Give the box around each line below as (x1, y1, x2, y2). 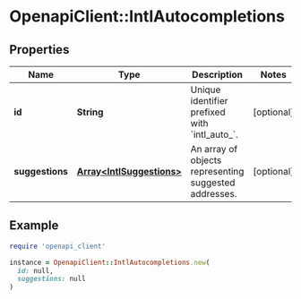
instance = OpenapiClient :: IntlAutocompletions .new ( (9, 258, 211, 267)
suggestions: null (17, 275, 87, 284)
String (76, 106, 104, 118)
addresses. (190, 188, 237, 200)
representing (190, 166, 245, 177)
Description (192, 69, 244, 81)
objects (190, 154, 222, 167)
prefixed (190, 106, 226, 118)
